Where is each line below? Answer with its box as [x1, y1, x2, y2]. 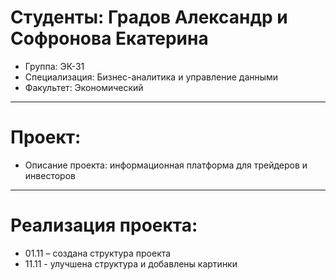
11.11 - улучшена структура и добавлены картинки [24, 257, 238, 270]
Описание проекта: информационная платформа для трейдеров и [24, 159, 308, 171]
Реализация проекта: [10, 214, 198, 237]
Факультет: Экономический [24, 81, 144, 93]
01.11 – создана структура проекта [24, 247, 172, 259]
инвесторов [24, 169, 76, 181]
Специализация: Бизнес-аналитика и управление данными [24, 71, 279, 83]
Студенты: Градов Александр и [10, 6, 288, 29]
